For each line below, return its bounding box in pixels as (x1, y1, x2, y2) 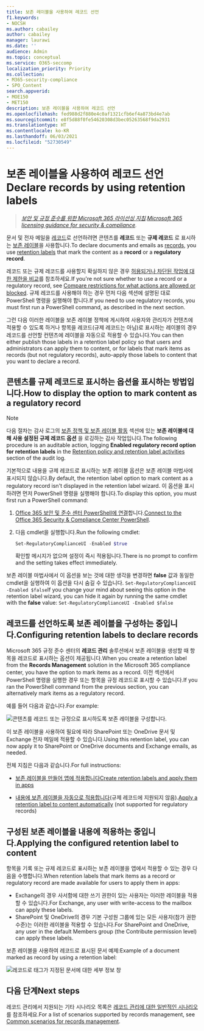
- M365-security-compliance (6, 77, 78, 83)
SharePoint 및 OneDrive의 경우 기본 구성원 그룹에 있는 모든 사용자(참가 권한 (15, 913, 197, 920)
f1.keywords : (6, 15, 40, 21)
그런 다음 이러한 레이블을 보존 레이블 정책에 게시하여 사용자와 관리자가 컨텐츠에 (6, 316, 194, 323)
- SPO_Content (6, 83, 43, 89)
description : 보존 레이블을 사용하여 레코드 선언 (6, 105, 116, 111)
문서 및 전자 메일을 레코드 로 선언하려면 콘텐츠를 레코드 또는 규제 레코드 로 (6, 234, 180, 241)
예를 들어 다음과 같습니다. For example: (6, 702, 99, 709)
